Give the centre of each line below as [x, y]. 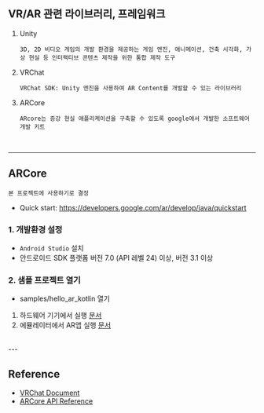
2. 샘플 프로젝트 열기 [44, 280]
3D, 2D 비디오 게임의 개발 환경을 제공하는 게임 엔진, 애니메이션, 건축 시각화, [131, 49]
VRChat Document [49, 393]
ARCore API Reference [56, 401]
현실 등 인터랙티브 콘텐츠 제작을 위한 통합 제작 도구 [102, 57]
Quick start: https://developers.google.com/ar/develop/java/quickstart [133, 207]
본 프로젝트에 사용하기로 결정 [48, 193]
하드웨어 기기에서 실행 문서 [60, 316]
